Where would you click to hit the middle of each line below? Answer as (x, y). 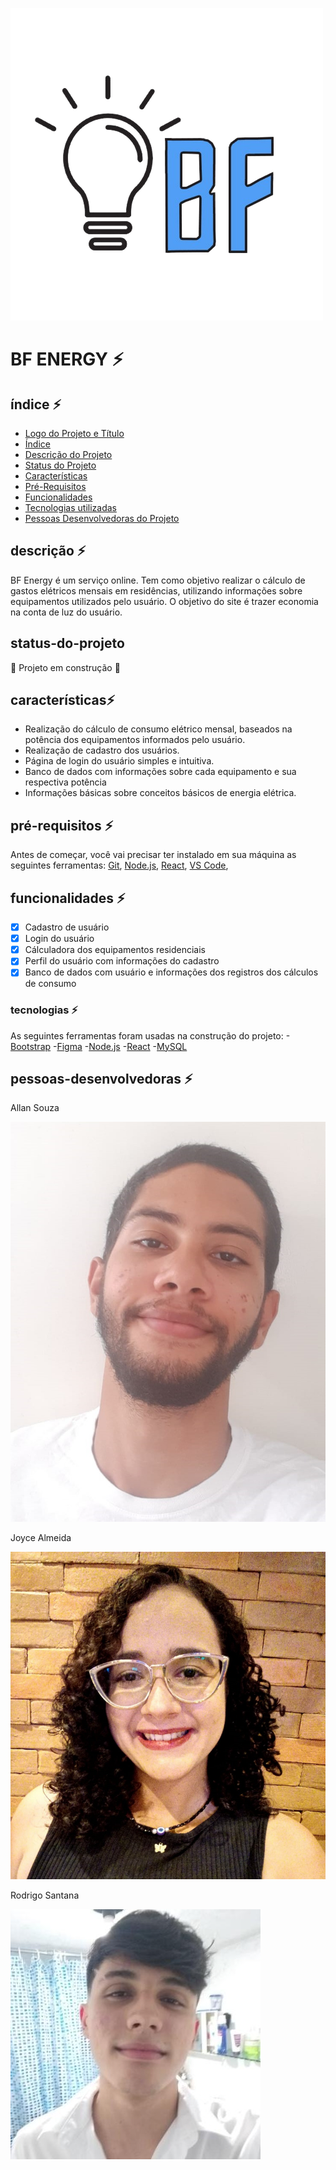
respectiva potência (65, 782)
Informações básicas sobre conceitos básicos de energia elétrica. (160, 793)
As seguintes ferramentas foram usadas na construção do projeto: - (150, 1035)
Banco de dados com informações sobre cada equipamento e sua (160, 772)
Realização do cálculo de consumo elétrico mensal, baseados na (158, 729)
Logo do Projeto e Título (74, 433)
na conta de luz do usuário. (66, 612)
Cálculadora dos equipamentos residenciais (115, 950)
